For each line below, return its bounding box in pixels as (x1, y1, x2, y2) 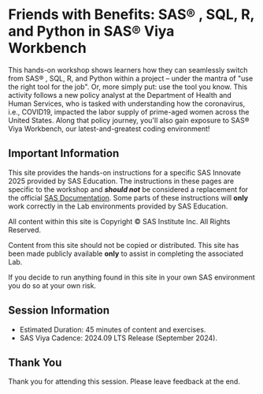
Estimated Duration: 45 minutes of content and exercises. (19, 325, 206, 334)
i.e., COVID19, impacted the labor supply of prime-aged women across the (8, 107, 250, 116)
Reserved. (8, 225, 42, 235)
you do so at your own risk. (8, 280, 97, 290)
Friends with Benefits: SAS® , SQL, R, (8, 6, 254, 24)
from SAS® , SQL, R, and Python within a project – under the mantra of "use (8, 73, 254, 83)
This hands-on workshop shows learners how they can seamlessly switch (8, 65, 248, 74)
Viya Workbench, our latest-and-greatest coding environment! (8, 124, 210, 133)
